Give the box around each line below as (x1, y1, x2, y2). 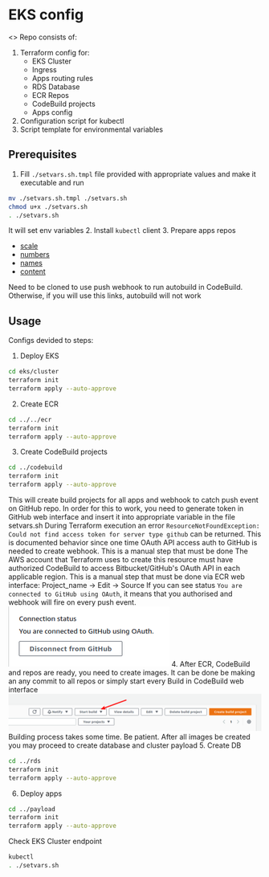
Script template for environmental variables (19, 124, 163, 134)
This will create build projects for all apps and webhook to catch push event (8, 496, 259, 505)
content (19, 267, 46, 276)
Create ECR (19, 399, 59, 409)
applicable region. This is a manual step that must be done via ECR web (8, 572, 245, 581)
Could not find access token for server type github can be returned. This (8, 529, 262, 539)
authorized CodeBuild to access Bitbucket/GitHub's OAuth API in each (8, 564, 241, 573)
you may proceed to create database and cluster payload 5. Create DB (8, 740, 242, 750)
